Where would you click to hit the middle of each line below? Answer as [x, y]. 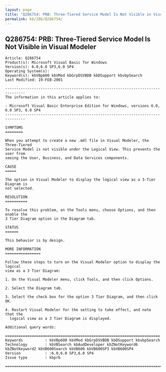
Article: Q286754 [23, 58]
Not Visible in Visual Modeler [51, 47]
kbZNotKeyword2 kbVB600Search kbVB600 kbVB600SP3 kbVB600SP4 [69, 349]
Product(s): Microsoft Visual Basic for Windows [56, 62]
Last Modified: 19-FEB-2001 [34, 80]
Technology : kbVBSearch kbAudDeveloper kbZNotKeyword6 [72, 345]
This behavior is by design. [35, 241]
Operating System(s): [27, 71]
